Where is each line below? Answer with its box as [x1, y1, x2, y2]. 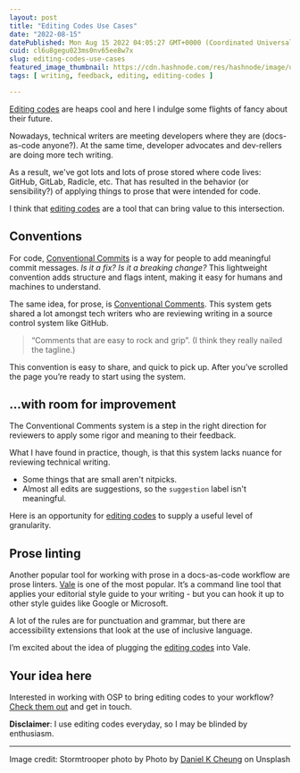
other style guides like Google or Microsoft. [9, 598, 169, 609]
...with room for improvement [9, 397, 177, 412]
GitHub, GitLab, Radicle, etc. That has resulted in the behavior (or [9, 176, 249, 187]
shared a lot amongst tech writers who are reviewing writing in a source [9, 307, 273, 318]
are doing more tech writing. [9, 149, 113, 160]
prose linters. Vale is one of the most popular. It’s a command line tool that [9, 579, 281, 590]
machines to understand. [9, 281, 101, 291]
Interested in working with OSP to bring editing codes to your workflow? [9, 692, 274, 702]
